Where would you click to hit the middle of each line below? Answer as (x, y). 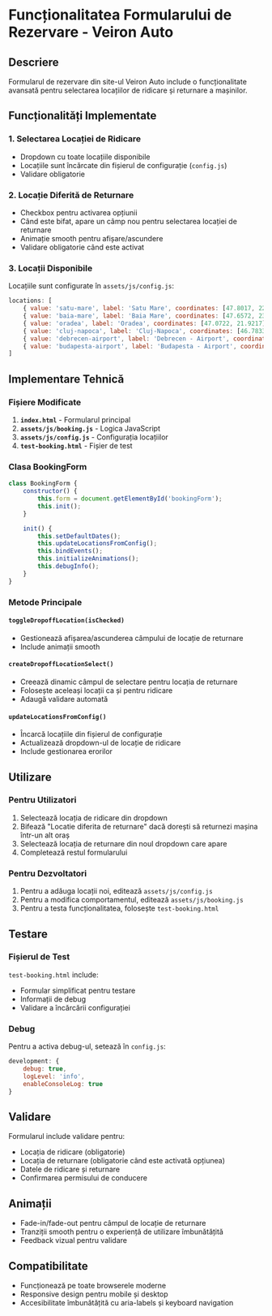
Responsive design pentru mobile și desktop (94, 1294)
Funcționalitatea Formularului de (120, 15)
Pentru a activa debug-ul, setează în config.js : (87, 1046)
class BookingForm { (43, 484)
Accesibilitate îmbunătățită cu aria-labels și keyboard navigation (127, 1302)
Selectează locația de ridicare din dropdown (93, 817)
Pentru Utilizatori (42, 800)
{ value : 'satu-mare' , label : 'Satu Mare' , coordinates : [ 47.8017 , (139, 309)
